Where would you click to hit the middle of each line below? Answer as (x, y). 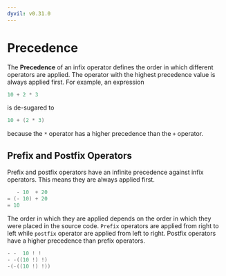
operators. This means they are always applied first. (81, 180)
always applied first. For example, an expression (76, 82)
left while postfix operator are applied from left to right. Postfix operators (112, 233)
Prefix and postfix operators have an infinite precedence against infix (105, 172)
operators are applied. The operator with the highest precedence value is (111, 74)
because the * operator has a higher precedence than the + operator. (105, 134)
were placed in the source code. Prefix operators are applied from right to (113, 225)
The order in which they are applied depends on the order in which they (109, 218)
